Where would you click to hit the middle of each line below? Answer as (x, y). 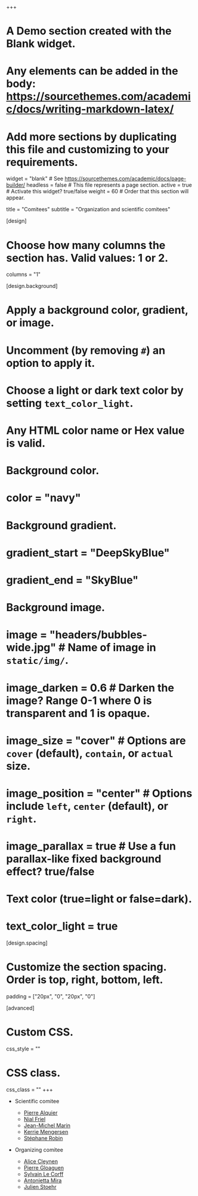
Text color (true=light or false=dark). (99, 899)
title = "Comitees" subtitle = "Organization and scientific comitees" (88, 210)
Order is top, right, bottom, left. (85, 980)
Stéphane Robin (43, 1138)
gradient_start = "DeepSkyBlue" (88, 553)
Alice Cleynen (41, 1161)
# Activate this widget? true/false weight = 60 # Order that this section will (98, 192)
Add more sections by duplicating (92, 137)
